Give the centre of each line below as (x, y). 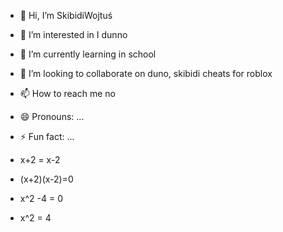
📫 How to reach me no (67, 93)
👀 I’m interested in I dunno (73, 34)
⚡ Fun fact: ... (47, 136)
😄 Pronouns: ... (52, 116)
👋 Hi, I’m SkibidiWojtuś (66, 15)
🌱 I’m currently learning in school (88, 54)
